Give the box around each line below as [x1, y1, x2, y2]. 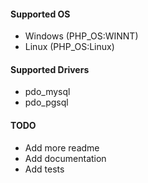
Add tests [24, 163, 65, 175]
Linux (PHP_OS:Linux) [24, 41, 115, 53]
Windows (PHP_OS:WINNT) [24, 30, 139, 42]
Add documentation [24, 152, 107, 164]
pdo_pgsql [24, 96, 69, 109]
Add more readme [24, 141, 100, 154]
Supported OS [10, 8, 71, 20]
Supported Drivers [10, 63, 90, 75]
